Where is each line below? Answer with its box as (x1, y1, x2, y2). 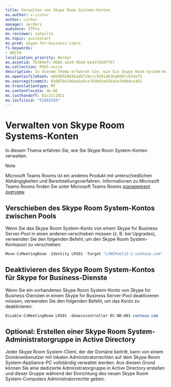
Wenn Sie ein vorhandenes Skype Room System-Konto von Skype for (5, 287, 151, 293)
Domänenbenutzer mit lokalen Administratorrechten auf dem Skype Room (5, 354, 160, 360)
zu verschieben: (27, 241, 62, 248)
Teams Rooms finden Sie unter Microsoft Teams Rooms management (5, 183, 151, 189)
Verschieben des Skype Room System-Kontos (5, 204, 155, 212)
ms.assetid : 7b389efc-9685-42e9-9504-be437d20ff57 (5, 60, 115, 65)
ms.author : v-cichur (5, 12, 49, 17)
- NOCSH (5, 50, 22, 55)
